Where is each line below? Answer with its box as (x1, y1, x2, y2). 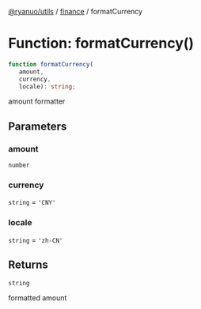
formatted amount (8, 292, 67, 303)
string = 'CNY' (8, 198, 56, 207)
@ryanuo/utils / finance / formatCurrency (8, 7, 143, 16)
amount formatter (8, 96, 66, 106)
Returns (8, 258, 49, 272)
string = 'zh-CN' (8, 235, 63, 244)
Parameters (8, 119, 67, 133)
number (8, 161, 30, 169)
